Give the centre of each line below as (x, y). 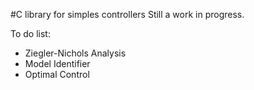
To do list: (30, 33)
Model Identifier (57, 63)
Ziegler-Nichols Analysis (75, 53)
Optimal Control (57, 74)
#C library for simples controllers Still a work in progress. (127, 14)
